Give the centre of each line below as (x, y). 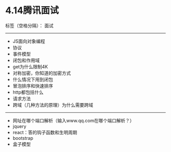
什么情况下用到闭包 (33, 79)
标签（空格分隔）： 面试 (29, 26)
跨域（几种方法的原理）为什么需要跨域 (53, 105)
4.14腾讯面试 (32, 10)
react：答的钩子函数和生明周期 (45, 132)
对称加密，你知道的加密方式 (42, 73)
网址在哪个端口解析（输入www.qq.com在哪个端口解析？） (74, 120)
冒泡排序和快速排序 (33, 86)
